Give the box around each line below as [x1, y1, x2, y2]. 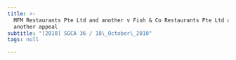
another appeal [13, 23, 58, 30]
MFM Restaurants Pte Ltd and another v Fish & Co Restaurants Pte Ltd [13, 17, 225, 24]
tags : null [7, 36, 39, 43]
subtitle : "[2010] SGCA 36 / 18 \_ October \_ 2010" [7, 29, 152, 37]
